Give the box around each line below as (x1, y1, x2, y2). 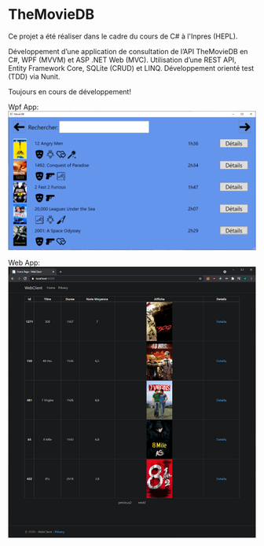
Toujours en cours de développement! (8, 86, 132, 96)
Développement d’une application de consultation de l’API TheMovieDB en (8, 46, 248, 56)
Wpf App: (8, 102, 39, 112)
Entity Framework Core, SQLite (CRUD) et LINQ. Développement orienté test (8, 63, 255, 72)
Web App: (8, 258, 41, 268)
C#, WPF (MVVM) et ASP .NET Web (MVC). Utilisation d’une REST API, (8, 55, 237, 64)
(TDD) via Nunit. (8, 71, 60, 81)
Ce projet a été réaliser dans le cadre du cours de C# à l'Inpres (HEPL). (8, 31, 238, 41)
